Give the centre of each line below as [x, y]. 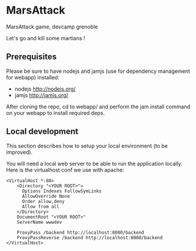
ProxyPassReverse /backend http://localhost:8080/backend [90, 237]
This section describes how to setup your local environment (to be [87, 146]
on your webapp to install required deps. [56, 112]
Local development [42, 132]
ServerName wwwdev [39, 222]
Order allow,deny [43, 201]
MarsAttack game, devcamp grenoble [52, 27]
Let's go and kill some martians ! [46, 38]
